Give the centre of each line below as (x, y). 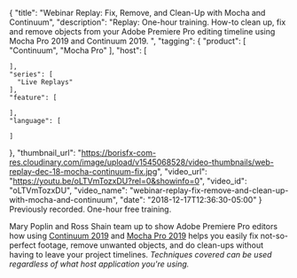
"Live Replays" (45, 82)
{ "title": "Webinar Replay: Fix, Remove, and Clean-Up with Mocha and (137, 13)
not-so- (274, 236)
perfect (23, 245)
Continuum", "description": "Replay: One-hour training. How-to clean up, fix (148, 22)
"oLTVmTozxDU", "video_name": (69, 190)
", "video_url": (182, 171)
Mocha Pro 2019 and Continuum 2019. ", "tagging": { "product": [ (128, 41)
